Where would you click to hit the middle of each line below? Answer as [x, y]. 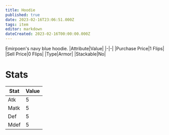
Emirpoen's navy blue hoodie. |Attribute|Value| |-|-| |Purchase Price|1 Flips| [85, 49]
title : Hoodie [20, 10]
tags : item [17, 24]
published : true [23, 15]
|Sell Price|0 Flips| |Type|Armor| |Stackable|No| [56, 54]
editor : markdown [24, 29]
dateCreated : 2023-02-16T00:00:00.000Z [48, 34]
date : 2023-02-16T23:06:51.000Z [40, 20]
